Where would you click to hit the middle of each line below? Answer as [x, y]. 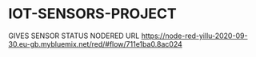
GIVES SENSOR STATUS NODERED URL [74, 36]
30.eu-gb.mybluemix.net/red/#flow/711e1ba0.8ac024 [95, 44]
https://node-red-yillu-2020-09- [194, 36]
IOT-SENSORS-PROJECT [93, 14]
